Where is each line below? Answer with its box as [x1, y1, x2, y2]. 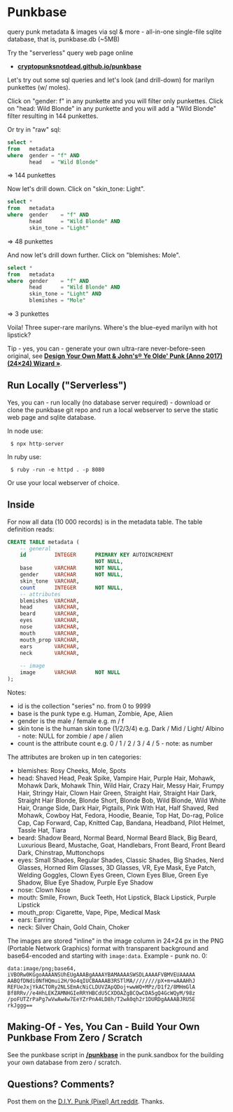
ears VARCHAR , [20, 643, 80, 650]
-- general [20, 545, 52, 552]
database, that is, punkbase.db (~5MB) [7, 34, 120, 43]
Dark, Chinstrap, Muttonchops [17, 848, 105, 856]
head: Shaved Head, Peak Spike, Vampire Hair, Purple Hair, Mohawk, [17, 774, 216, 782]
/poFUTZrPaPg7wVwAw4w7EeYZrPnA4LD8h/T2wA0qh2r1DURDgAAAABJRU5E [7, 995, 196, 1002]
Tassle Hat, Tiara [17, 826, 66, 834]
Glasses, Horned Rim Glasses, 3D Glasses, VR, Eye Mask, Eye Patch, [17, 863, 216, 871]
